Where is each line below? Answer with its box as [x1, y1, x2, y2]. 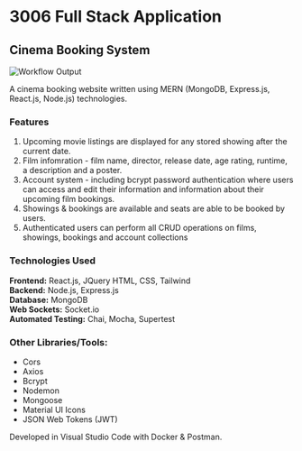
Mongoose [22, 394, 63, 405]
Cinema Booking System [9, 42, 151, 58]
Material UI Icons [22, 404, 86, 415]
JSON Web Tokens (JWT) [22, 413, 119, 425]
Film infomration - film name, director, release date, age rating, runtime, [22, 155, 288, 166]
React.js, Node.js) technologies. [9, 93, 128, 104]
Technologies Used [9, 254, 96, 267]
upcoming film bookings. [22, 194, 115, 205]
